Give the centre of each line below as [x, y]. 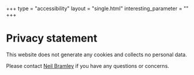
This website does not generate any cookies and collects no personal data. [97, 54]
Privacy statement [52, 38]
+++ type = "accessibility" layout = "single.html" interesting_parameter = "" [97, 8]
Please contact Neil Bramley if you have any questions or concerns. [88, 66]
